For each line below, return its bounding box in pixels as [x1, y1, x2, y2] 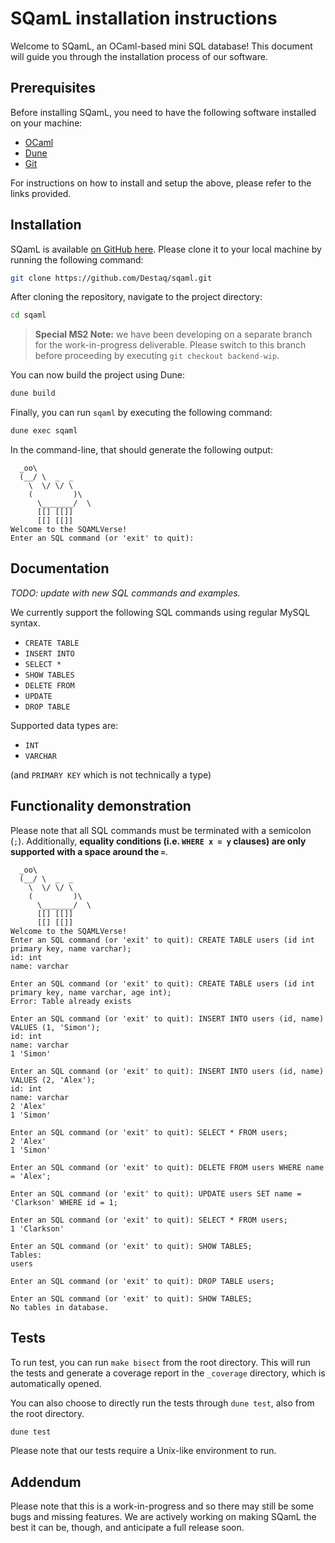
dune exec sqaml [10, 426, 78, 436]
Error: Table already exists [10, 996, 132, 1006]
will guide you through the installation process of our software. [10, 50, 268, 62]
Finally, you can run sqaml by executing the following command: [10, 407, 273, 419]
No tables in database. [10, 1302, 110, 1312]
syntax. [10, 617, 41, 629]
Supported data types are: [10, 719, 119, 731]
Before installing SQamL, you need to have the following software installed [10, 106, 317, 118]
